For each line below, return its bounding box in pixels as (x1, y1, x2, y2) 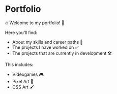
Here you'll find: (5, 30, 38, 35)
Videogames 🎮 (12, 71, 44, 77)
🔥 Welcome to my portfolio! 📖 (5, 20, 65, 26)
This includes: (5, 62, 33, 67)
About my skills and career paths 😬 (12, 39, 83, 45)
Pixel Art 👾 (12, 78, 33, 84)
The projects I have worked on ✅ (12, 44, 79, 50)
